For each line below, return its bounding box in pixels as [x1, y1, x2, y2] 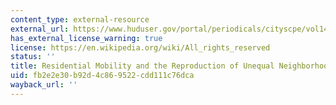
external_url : [10, 24, 70, 34]
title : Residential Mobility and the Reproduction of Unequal [10, 61, 275, 71]
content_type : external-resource [10, 14, 150, 25]
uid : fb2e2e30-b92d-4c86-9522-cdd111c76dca [10, 71, 195, 81]
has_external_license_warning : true [10, 33, 163, 43]
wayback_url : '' [10, 80, 78, 90]
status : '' [10, 52, 56, 62]
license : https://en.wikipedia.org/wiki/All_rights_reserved [10, 42, 271, 53]
